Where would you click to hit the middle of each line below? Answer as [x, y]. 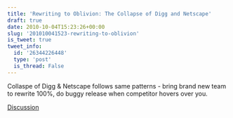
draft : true [25, 20]
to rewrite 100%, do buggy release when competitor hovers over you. [108, 93]
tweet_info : [25, 46]
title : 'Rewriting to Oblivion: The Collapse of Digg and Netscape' [109, 14]
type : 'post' [33, 60]
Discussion [23, 107]
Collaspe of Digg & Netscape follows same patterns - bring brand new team [117, 86]
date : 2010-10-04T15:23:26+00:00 [56, 27]
